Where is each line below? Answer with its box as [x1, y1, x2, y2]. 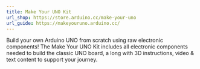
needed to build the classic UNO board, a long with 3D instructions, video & [6, 50, 195, 57]
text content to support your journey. [6, 56, 98, 64]
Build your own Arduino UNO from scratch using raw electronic [6, 37, 163, 44]
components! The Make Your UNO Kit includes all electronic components [6, 43, 189, 50]
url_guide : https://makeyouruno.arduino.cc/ [6, 20, 120, 26]
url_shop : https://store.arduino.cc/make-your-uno [6, 15, 137, 21]
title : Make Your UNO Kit [6, 8, 71, 15]
